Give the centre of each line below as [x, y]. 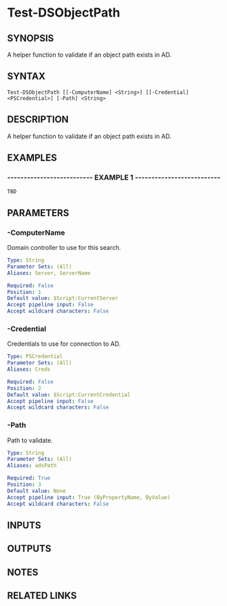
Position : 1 [24, 292]
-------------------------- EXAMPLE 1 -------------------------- [114, 177]
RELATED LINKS [42, 596]
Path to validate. [30, 440]
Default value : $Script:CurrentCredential [69, 395]
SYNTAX [26, 76]
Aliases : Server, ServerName [49, 273]
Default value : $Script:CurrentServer [63, 298]
